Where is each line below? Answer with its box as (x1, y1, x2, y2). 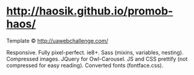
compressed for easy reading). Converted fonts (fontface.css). (6, 62, 164, 69)
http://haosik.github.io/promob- (6, 4, 173, 18)
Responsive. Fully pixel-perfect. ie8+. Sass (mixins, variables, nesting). (6, 48, 184, 56)
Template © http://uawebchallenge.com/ (6, 37, 108, 44)
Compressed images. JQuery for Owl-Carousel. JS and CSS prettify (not (6, 55, 188, 62)
